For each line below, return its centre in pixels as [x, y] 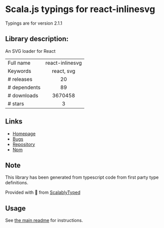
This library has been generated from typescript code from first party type [82, 177]
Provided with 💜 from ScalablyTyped [43, 192]
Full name [19, 63]
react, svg [64, 71]
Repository [24, 144]
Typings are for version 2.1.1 [34, 23]
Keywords [20, 71]
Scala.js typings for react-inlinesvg [80, 9]
